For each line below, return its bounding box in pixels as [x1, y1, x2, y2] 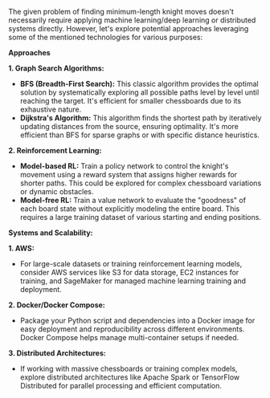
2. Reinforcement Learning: [8, 146, 102, 155]
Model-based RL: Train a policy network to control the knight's [19, 161, 229, 171]
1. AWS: [8, 244, 35, 253]
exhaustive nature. [19, 104, 82, 114]
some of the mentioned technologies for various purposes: [8, 32, 203, 42]
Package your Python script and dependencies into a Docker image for [19, 316, 256, 325]
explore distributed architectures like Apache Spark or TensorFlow [19, 372, 240, 382]
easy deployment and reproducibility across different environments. [19, 324, 245, 334]
